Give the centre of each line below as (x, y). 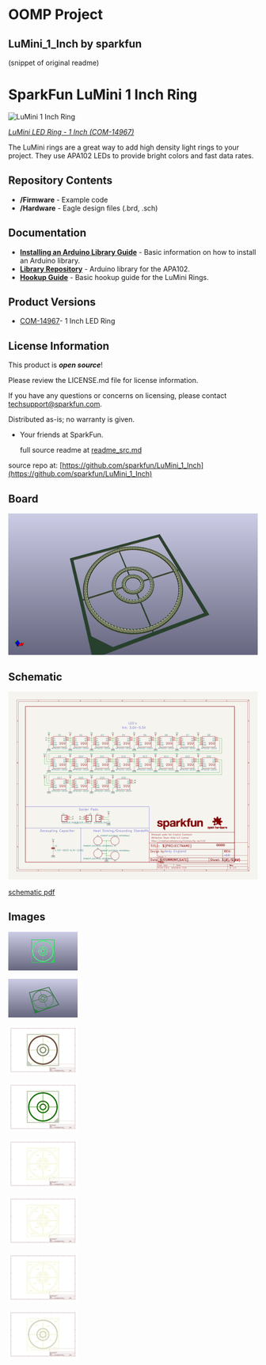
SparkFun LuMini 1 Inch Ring (103, 95)
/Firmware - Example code (64, 199)
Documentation (47, 233)
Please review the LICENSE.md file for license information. (103, 381)
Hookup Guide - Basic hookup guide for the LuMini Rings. (114, 277)
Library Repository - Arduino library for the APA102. (104, 269)
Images (27, 917)
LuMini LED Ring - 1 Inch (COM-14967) (71, 131)
